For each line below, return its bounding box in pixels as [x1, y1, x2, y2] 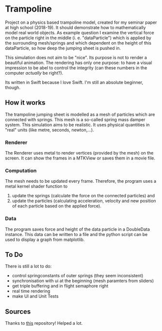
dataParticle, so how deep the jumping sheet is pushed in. [5, 45, 121, 51]
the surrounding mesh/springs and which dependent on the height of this [5, 40, 152, 46]
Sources [5, 307, 31, 315]
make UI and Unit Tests [12, 293, 59, 299]
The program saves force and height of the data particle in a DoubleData [5, 226, 150, 232]
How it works [5, 98, 46, 107]
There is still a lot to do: [5, 263, 52, 269]
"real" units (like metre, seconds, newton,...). [5, 127, 94, 133]
